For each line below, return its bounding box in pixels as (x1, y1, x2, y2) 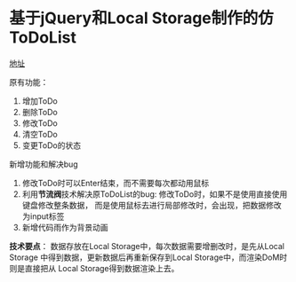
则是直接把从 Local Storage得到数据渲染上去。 (9, 262, 180, 273)
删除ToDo (21, 106, 58, 117)
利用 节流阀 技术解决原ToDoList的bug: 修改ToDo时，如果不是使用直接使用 (21, 188, 288, 200)
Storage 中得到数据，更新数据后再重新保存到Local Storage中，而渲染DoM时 (9, 252, 288, 262)
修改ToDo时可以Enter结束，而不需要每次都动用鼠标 (21, 177, 210, 188)
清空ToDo (21, 129, 58, 139)
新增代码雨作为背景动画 (21, 222, 108, 232)
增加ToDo (21, 95, 58, 106)
